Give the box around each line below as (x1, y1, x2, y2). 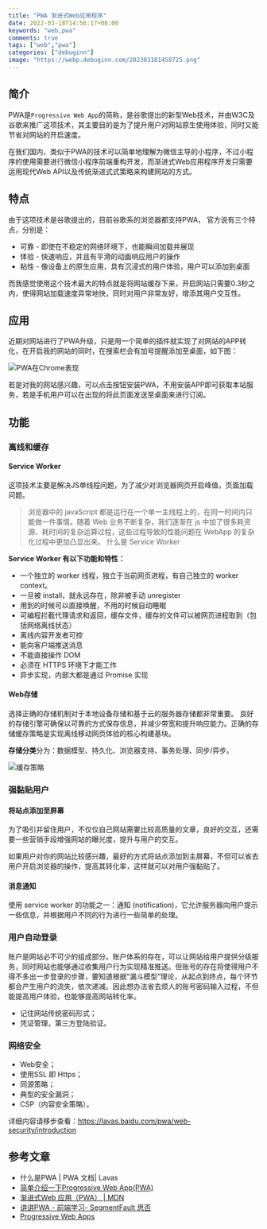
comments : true (8, 33, 59, 42)
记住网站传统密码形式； (19, 1008, 97, 1018)
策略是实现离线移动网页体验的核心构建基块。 (29, 729, 176, 739)
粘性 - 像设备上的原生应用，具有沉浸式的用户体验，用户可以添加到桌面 (19, 262, 250, 271)
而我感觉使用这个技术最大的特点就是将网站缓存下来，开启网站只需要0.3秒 (8, 278, 249, 288)
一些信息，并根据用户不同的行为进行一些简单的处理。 (8, 910, 183, 920)
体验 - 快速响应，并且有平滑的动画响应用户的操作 (19, 251, 181, 261)
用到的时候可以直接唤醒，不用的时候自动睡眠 (19, 600, 167, 610)
